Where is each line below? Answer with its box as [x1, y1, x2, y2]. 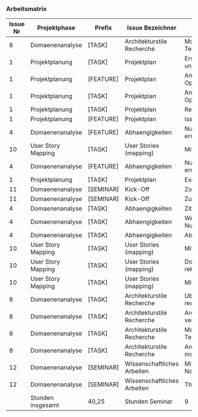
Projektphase [37, 24, 75, 32]
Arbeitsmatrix [6, 5, 47, 13]
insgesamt [30, 401, 60, 409]
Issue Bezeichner [127, 24, 177, 32]
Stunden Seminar [124, 397, 173, 406]
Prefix [94, 24, 113, 32]
